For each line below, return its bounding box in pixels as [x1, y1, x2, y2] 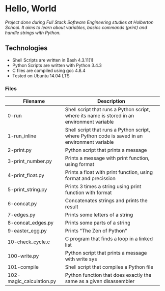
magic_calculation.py [7, 278, 56, 285]
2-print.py [7, 147, 32, 154]
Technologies [5, 44, 48, 52]
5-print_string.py [7, 186, 48, 193]
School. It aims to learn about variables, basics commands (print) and [5, 24, 147, 30]
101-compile [7, 264, 39, 271]
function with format [65, 189, 112, 196]
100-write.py [7, 253, 39, 259]
